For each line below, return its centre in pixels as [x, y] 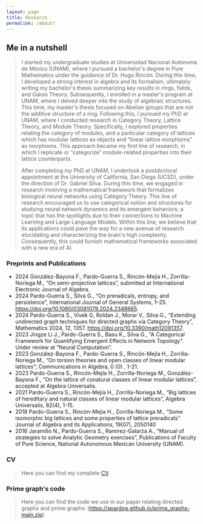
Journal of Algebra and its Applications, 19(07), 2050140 [85, 425]
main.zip [32, 515]
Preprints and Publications [46, 264]
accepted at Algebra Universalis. [56, 386]
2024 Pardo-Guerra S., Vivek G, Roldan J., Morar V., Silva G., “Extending [105, 315]
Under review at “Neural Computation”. [64, 347]
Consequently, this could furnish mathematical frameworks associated [109, 241]
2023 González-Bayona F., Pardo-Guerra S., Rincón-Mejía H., [92, 354]
